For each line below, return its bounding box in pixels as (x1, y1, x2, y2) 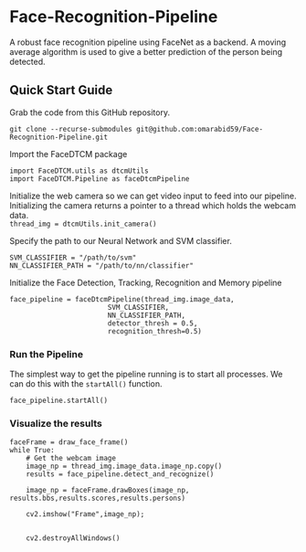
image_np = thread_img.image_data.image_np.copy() (26, 462, 223, 472)
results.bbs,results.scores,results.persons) (9, 494, 185, 504)
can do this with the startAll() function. (9, 378, 163, 389)
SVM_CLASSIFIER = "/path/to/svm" (9, 253, 137, 262)
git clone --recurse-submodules (9, 124, 132, 133)
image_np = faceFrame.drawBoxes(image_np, (26, 486, 190, 495)
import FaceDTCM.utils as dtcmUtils (9, 166, 149, 175)
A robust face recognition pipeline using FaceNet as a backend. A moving (9, 37, 286, 48)
